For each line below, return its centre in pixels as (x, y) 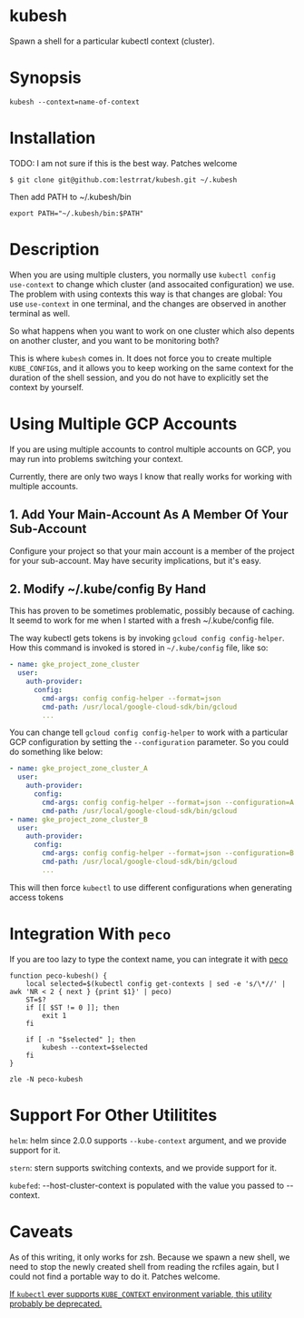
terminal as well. (40, 313)
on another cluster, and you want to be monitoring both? (114, 340)
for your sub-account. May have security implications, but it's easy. (135, 560)
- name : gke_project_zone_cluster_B (78, 820)
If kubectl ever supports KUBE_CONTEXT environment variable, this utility (141, 1293)
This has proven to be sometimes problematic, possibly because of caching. (152, 611)
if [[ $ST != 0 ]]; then (73, 1007)
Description (54, 249)
